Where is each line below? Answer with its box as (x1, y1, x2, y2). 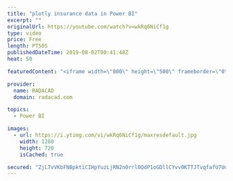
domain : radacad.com (13, 93, 73, 101)
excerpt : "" (7, 17, 42, 24)
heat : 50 (7, 56, 33, 63)
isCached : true (19, 151, 64, 158)
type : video (7, 29, 42, 37)
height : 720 (19, 144, 54, 152)
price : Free (7, 36, 42, 43)
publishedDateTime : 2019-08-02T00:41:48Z (7, 49, 129, 56)
